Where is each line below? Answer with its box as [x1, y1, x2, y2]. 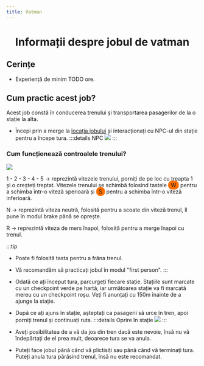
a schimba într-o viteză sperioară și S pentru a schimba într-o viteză [6, 188, 182, 195]
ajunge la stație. [15, 297, 55, 305]
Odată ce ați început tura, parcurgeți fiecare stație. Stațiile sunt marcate [15, 278, 195, 285]
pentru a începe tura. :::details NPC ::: [15, 134, 118, 142]
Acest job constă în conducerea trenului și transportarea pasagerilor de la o [6, 109, 196, 116]
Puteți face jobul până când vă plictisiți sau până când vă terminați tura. [15, 346, 195, 353]
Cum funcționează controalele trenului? [6, 150, 127, 158]
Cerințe [6, 59, 35, 70]
